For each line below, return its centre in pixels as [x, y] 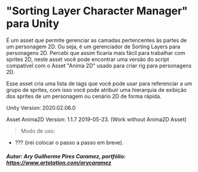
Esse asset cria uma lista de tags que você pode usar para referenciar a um [99, 83]
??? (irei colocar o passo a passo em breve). [69, 142]
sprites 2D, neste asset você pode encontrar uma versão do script [88, 59]
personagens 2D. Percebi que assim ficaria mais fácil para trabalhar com [96, 53]
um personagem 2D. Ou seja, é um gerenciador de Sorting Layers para [93, 47]
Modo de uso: [38, 131]
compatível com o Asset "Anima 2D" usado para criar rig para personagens [99, 65]
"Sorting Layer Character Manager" [97, 11]
